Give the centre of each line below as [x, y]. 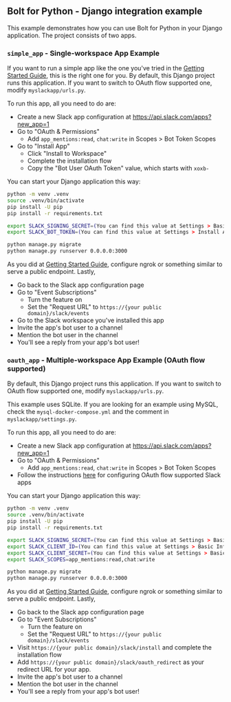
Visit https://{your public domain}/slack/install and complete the [114, 648]
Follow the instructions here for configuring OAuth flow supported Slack [119, 475]
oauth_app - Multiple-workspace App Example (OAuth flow [106, 360]
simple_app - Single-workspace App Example [84, 53]
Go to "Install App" [43, 146]
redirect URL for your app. [54, 670]
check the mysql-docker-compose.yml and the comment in [88, 412]
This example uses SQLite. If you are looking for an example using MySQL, [113, 404]
